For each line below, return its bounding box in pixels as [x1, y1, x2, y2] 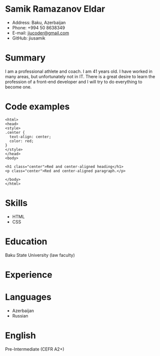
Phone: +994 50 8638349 [12, 24, 65, 30]
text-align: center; [9, 134, 51, 139]
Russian [12, 313, 28, 318]
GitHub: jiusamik [12, 35, 46, 41]
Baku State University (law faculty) [5, 252, 75, 258]
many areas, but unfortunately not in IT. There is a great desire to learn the [5, 73, 156, 79]
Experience [5, 269, 52, 280]
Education [5, 236, 47, 247]
